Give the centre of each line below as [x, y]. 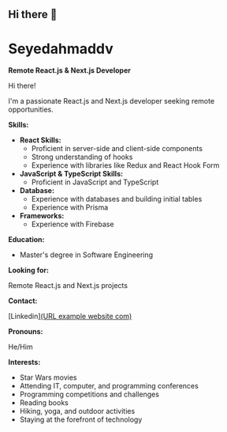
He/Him [20, 347]
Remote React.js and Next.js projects [68, 286]
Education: [26, 240]
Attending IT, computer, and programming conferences [109, 386]
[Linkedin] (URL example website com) [70, 316]
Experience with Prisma [70, 207]
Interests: [24, 362]
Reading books [44, 403]
